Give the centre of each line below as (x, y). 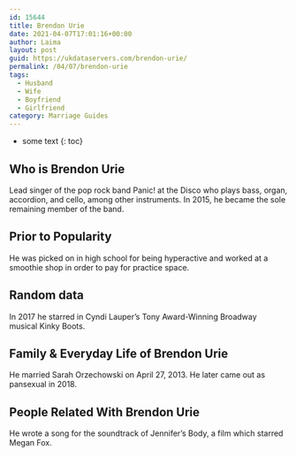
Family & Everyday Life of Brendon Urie (118, 353)
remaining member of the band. (67, 209)
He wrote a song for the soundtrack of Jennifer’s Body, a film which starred (146, 433)
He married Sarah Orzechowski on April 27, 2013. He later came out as (137, 375)
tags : (19, 75)
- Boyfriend (39, 99)
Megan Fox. (30, 443)
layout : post (33, 50)
